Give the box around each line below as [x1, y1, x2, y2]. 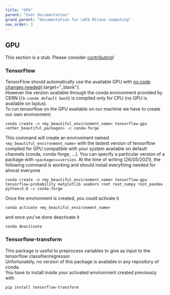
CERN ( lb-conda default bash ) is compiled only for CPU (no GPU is [5, 95, 148, 101]
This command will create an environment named [5, 135, 109, 141]
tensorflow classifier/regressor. [5, 253, 71, 259]
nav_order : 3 [5, 22, 33, 27]
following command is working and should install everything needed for [5, 162, 156, 168]
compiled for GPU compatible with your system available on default [5, 145, 147, 152]
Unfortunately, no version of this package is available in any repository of [5, 258, 159, 264]
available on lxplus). [5, 100, 47, 107]
